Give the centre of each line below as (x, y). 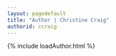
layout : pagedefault (37, 13)
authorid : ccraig (32, 26)
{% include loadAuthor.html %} (51, 46)
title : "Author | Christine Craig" (58, 20)
